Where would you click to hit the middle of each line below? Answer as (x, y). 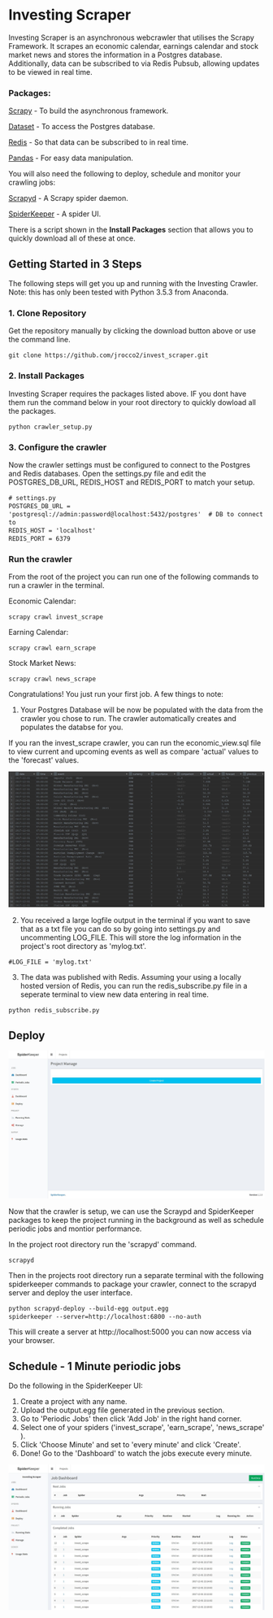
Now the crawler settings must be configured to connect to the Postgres (129, 464)
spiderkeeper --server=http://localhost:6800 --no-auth (105, 1317)
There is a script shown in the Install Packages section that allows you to (131, 230)
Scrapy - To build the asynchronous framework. (89, 111)
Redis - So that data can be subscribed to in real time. (98, 142)
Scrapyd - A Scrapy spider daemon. (68, 198)
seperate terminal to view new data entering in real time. (114, 994)
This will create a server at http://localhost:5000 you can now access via (130, 1332)
